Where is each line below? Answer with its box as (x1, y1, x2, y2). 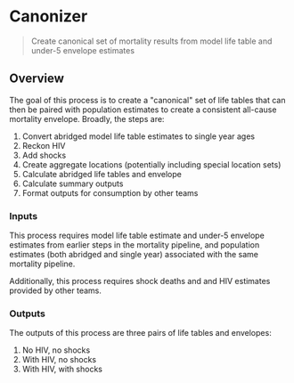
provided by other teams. (9, 285, 102, 296)
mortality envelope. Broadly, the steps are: (9, 113, 165, 124)
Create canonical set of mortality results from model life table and (30, 36, 273, 46)
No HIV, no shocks (21, 345, 91, 355)
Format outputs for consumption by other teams (21, 187, 199, 198)
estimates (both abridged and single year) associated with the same (9, 249, 259, 260)
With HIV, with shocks (21, 363, 103, 375)
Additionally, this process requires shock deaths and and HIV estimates (9, 276, 271, 287)
